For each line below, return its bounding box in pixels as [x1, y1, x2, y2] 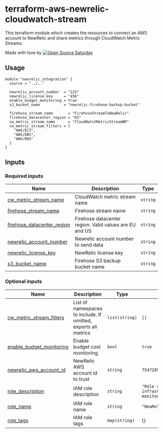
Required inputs [5, 173, 44, 180]
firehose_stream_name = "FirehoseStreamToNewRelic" [9, 111, 130, 115]
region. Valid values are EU [75, 222, 136, 228]
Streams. [5, 40, 23, 46]
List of [73, 299, 88, 305]
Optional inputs [5, 278, 42, 285]
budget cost [73, 343, 101, 350]
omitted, [73, 317, 92, 324]
